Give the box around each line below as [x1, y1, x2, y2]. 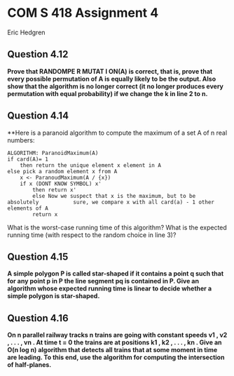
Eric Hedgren [7, 28, 46, 36]
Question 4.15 [7, 250, 69, 262]
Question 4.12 [7, 48, 69, 60]
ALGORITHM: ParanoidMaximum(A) [7, 149, 99, 156]
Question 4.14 [7, 110, 69, 122]
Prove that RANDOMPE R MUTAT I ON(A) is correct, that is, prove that [7, 67, 213, 75]
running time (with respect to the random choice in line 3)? [7, 230, 177, 239]
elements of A [7, 205, 49, 212]
